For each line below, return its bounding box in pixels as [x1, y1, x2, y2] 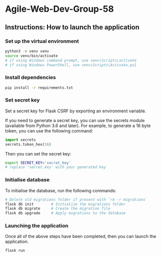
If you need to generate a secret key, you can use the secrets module [5, 117, 145, 123]
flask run [5, 248, 25, 253]
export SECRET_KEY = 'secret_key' [5, 160, 71, 165]
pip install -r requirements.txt [5, 85, 73, 90]
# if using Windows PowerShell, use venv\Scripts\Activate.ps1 [5, 62, 137, 67]
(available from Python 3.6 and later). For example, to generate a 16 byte [5, 123, 151, 128]
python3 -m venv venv [5, 49, 49, 53]
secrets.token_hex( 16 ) [5, 142, 51, 147]
